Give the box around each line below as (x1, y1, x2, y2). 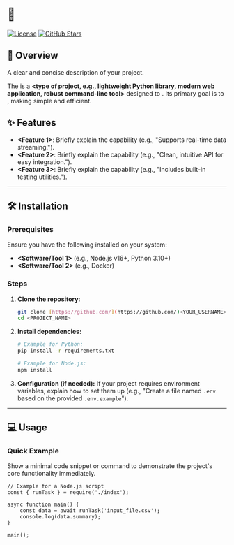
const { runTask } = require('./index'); (7, 489, 130, 496)
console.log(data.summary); (19, 514, 101, 521)
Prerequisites (7, 224, 54, 234)
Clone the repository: (17, 295, 81, 303)
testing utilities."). (17, 173, 68, 181)
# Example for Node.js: (17, 360, 87, 368)
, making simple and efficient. (7, 96, 92, 105)
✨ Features (7, 117, 56, 129)
